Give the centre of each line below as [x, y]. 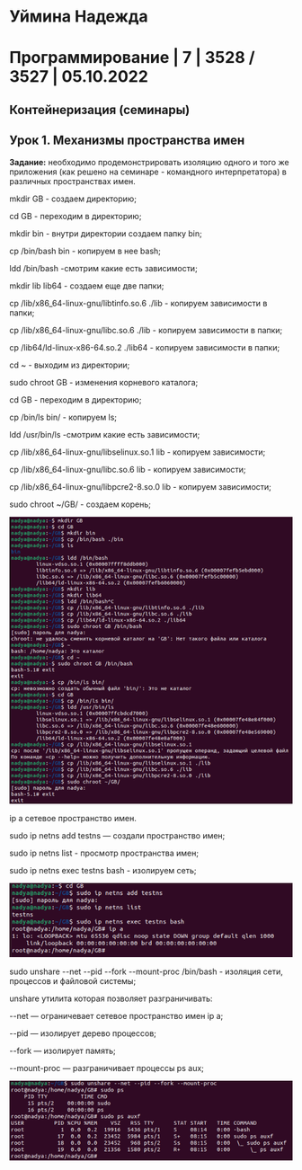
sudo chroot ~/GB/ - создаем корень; [80, 504]
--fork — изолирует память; [62, 1051]
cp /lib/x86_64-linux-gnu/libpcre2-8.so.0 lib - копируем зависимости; [141, 486]
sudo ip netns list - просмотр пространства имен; [104, 853]
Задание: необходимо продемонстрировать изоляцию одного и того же [149, 162]
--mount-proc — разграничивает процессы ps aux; [107, 1068]
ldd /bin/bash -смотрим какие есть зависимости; [103, 268]
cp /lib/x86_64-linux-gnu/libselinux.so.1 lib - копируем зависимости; [138, 452]
